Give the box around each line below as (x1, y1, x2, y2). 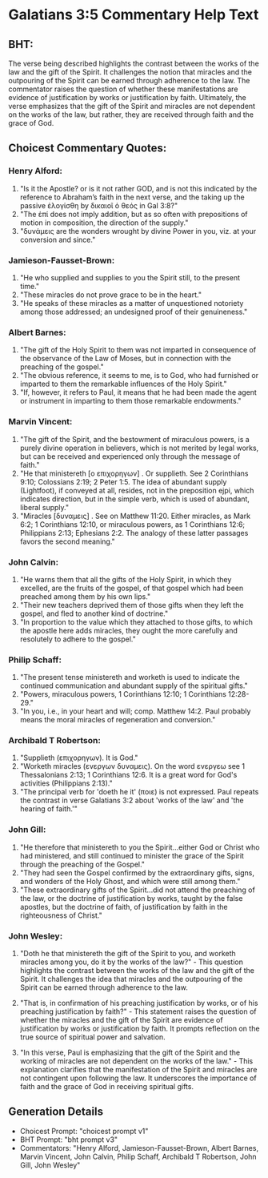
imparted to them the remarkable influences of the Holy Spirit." (19, 379, 227, 389)
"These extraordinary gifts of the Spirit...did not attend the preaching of (19, 885, 256, 895)
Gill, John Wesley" (19, 1160, 81, 1170)
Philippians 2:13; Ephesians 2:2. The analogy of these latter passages (19, 528, 249, 537)
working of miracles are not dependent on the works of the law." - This (19, 1056, 254, 1066)
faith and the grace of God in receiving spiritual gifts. (19, 1082, 194, 1092)
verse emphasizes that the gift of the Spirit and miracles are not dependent (8, 102, 256, 111)
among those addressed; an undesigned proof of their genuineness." (19, 307, 248, 316)
